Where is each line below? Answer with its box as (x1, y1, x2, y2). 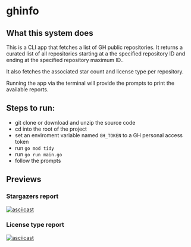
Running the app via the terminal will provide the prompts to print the (6, 79, 174, 87)
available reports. (6, 86, 49, 93)
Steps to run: (6, 103, 55, 113)
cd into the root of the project (14, 125, 87, 132)
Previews (6, 174, 42, 184)
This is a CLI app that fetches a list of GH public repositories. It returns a (6, 44, 183, 51)
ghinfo (6, 4, 39, 18)
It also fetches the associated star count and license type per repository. (6, 68, 184, 75)
